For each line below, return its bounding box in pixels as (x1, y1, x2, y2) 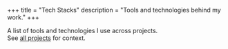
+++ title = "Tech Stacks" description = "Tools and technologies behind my (7, 6, 221, 14)
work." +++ (7, 13, 39, 21)
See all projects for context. (7, 34, 86, 42)
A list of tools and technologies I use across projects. (7, 27, 158, 35)
